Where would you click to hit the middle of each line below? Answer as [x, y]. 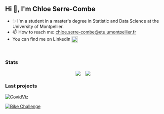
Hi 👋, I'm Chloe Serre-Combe [50, 9]
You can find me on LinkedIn [41, 39]
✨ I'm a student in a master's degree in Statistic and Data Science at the [85, 21]
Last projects [21, 86]
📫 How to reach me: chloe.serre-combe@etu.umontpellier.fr [74, 32]
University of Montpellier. [38, 26]
